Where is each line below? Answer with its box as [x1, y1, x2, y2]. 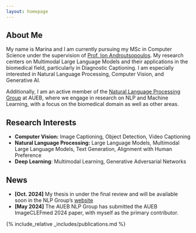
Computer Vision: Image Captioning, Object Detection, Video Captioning [14, 133, 191, 141]
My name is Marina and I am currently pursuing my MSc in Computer [6, 46, 173, 53]
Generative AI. [6, 77, 41, 84]
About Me [6, 30, 43, 40]
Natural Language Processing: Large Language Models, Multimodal [14, 139, 180, 146]
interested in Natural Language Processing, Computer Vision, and [6, 71, 164, 78]
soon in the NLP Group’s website [14, 197, 94, 204]
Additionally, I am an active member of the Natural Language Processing [6, 88, 180, 95]
